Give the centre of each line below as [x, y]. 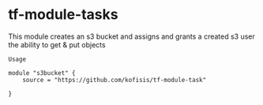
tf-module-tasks [63, 15]
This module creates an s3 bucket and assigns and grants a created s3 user [131, 36]
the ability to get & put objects [57, 44]
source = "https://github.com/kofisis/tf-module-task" [115, 80]
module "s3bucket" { [42, 73]
